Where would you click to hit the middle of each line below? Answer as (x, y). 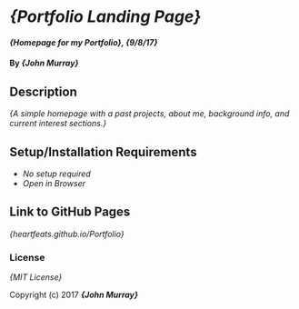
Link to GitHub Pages (70, 212)
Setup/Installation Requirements (103, 152)
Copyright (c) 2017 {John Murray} (74, 295)
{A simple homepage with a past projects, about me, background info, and (149, 114)
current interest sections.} (58, 124)
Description (43, 91)
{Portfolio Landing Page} (105, 17)
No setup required (56, 174)
